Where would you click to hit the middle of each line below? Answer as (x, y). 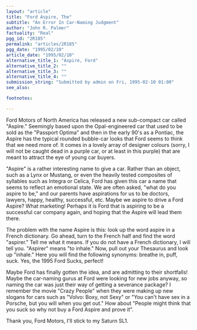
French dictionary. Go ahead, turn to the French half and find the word (91, 236)
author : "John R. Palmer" (38, 28)
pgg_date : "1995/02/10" (35, 50)
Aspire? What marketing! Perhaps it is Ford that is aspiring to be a (85, 206)
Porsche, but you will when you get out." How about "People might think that (98, 303)
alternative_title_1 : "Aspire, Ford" (52, 60)
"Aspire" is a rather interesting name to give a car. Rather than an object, (93, 169)
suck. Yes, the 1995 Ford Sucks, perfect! (55, 260)
